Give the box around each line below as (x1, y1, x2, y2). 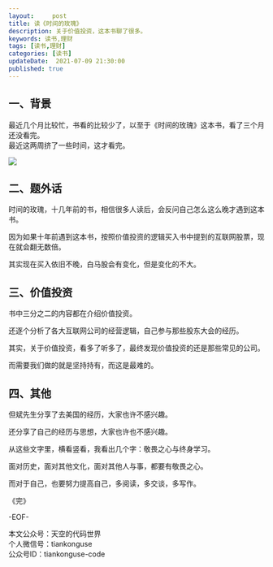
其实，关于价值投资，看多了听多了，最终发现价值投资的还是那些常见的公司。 (8, 343, 265, 353)
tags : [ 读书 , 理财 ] (8, 42, 67, 50)
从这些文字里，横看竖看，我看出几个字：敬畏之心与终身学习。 (8, 444, 215, 453)
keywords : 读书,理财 (8, 34, 73, 43)
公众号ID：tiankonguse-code (8, 549, 106, 559)
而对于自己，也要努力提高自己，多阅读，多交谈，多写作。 (8, 478, 201, 488)
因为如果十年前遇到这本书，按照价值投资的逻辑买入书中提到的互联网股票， (8, 232, 258, 242)
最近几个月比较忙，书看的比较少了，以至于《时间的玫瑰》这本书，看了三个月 (8, 119, 265, 130)
